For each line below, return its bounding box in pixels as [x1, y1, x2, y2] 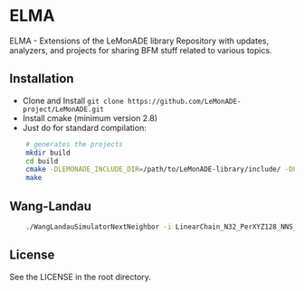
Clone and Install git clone [22, 95, 124, 106]
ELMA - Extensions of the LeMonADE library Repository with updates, [9, 35, 270, 46]
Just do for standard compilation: [22, 122, 147, 133]
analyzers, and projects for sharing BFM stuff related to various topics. [9, 44, 273, 55]
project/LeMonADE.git [22, 105, 104, 114]
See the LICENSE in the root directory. [9, 271, 152, 282]
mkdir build [25, 148, 71, 157]
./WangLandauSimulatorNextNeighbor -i [25, 222, 172, 231]
